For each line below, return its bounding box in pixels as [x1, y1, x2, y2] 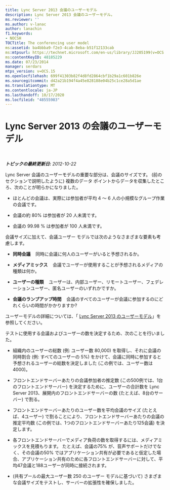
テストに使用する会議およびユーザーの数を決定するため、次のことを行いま [5, 331, 160, 337]
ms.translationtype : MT [5, 83, 56, 88]
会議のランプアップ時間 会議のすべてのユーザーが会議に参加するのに [12, 296, 159, 302]
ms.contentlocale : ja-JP [5, 87, 58, 93]
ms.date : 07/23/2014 [5, 59, 49, 64]
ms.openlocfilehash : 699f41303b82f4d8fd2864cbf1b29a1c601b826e [5, 74, 142, 79]
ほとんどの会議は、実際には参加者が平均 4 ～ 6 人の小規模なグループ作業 [12, 195, 165, 201]
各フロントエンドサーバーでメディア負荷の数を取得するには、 [12, 437, 141, 443]
